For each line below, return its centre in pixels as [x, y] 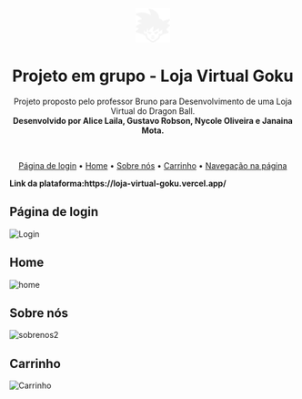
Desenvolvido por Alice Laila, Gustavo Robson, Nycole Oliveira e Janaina [152, 120]
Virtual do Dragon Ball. [153, 111]
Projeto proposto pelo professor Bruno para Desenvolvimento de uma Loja [153, 101]
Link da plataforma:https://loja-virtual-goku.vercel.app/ [118, 183]
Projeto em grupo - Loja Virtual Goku [153, 76]
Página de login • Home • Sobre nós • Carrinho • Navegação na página [153, 165]
